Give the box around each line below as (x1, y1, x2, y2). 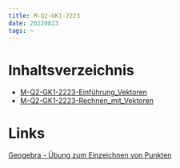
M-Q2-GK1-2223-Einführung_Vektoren (19, 87, 148, 97)
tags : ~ (8, 26, 34, 34)
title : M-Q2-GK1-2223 (8, 11, 81, 20)
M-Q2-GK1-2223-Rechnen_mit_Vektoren (19, 96, 154, 106)
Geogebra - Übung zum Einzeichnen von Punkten (8, 150, 172, 160)
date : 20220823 (8, 19, 59, 27)
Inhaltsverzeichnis (8, 61, 134, 79)
